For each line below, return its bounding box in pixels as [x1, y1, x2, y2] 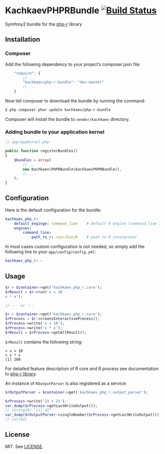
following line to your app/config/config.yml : [5, 249, 96, 255]
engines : [14, 226, 32, 231]
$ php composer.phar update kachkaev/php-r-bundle [5, 107, 111, 112]
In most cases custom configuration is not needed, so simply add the [5, 243, 145, 250]
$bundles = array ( [14, 158, 52, 162]
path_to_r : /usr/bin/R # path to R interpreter [31, 235, 137, 240]
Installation [5, 35, 40, 44]
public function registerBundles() [5, 149, 78, 154]
